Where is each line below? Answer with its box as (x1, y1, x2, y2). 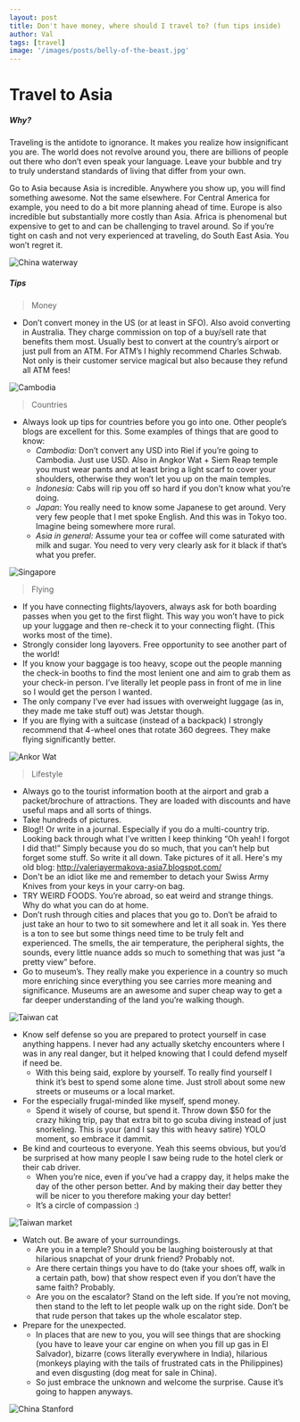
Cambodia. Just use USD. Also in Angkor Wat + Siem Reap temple (35, 454, 279, 465)
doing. (35, 493, 60, 503)
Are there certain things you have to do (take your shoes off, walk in (35, 1263, 286, 1274)
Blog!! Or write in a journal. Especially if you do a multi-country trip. (21, 824, 270, 835)
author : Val (9, 29, 54, 38)
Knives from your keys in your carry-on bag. (21, 881, 186, 892)
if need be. (21, 1058, 62, 1069)
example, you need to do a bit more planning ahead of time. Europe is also (9, 202, 283, 212)
